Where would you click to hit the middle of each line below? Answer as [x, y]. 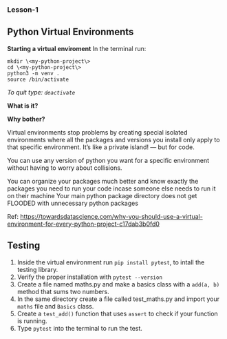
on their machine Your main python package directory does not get [102, 195]
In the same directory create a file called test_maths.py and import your [118, 299]
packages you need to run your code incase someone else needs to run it [111, 188]
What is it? [23, 106]
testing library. [37, 269]
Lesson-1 [23, 10]
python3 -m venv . [33, 73]
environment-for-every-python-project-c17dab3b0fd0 [84, 224]
